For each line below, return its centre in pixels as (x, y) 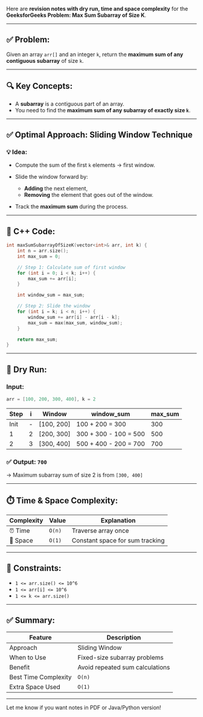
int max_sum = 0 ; (39, 256)
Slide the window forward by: (52, 177)
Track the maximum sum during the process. (71, 207)
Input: (15, 387)
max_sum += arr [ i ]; (53, 278)
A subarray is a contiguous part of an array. (70, 104)
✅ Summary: (31, 621)
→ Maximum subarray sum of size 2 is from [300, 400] (75, 475)
